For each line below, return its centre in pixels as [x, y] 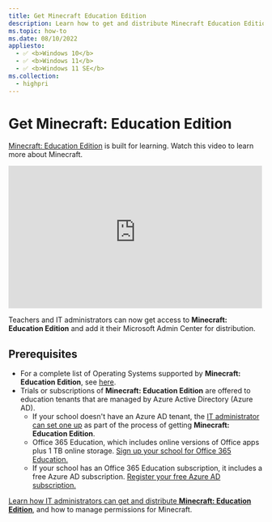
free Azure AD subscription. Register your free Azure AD [126, 477]
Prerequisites [43, 354]
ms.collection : [34, 76]
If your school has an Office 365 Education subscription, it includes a [147, 468]
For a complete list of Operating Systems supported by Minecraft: [130, 374]
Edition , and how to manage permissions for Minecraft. [100, 510]
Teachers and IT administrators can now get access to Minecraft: [118, 320]
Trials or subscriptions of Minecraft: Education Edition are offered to [135, 391]
